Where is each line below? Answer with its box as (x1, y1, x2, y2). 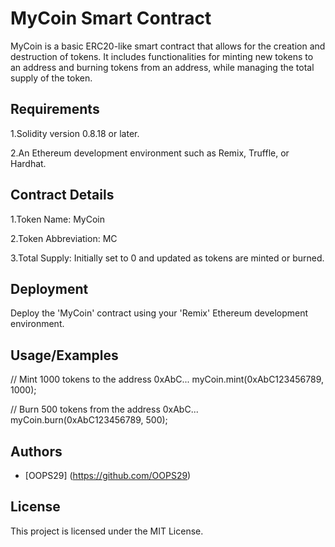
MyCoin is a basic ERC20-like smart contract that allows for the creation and (10, 40, 326, 52)
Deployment (10, 280, 89, 297)
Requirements (10, 101, 100, 118)
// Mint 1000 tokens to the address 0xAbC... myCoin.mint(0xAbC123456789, (10, 373, 325, 386)
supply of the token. (10, 72, 93, 84)
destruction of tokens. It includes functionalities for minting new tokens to (10, 50, 314, 62)
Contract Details (10, 187, 115, 204)
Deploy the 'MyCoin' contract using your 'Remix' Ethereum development (10, 307, 309, 319)
